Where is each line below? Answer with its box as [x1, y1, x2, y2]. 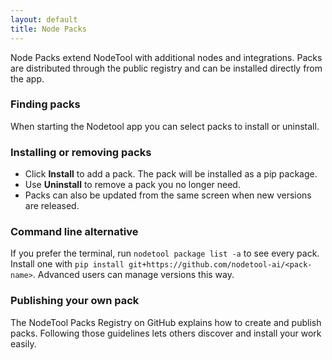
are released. [24, 200, 80, 212]
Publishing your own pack [10, 294, 140, 308]
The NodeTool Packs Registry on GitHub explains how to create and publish [10, 316, 322, 328]
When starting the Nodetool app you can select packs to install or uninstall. [10, 120, 320, 132]
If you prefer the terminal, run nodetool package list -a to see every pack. [10, 247, 320, 260]
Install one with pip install [10, 258, 125, 270]
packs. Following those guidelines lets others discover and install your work [10, 327, 322, 339]
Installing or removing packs [10, 145, 152, 159]
